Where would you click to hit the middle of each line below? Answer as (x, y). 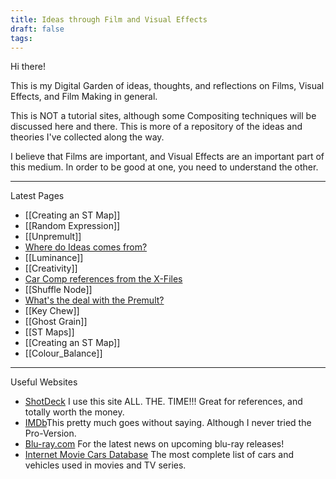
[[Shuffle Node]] (58, 290)
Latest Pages (37, 196)
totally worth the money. (74, 412)
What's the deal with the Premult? (94, 300)
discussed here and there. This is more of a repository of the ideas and (156, 127)
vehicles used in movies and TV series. (105, 465)
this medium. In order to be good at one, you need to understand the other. (164, 167)
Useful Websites (44, 382)
